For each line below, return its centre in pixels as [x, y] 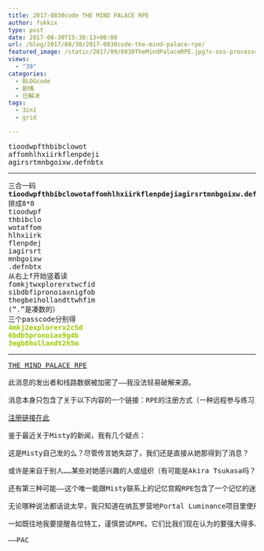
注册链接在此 [29, 418]
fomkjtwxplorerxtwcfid [52, 284]
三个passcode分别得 [42, 319]
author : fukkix [33, 23]
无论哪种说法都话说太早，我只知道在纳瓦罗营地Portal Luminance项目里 [127, 506]
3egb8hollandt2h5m [44, 343]
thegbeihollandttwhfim [52, 300]
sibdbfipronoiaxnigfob [52, 292]
